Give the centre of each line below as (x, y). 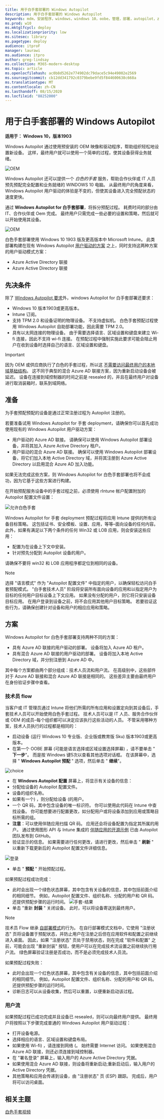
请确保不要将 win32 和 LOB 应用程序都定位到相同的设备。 (63, 563)
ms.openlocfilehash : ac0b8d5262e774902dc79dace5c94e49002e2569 (71, 73)
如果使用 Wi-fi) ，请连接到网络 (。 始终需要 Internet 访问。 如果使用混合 (84, 1046)
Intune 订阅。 (26, 314)
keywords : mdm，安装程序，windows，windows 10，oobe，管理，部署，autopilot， (81, 19)
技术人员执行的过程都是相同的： (46, 726)
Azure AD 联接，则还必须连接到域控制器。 (54, 1052)
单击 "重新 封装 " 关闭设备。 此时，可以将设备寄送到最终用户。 (75, 908)
